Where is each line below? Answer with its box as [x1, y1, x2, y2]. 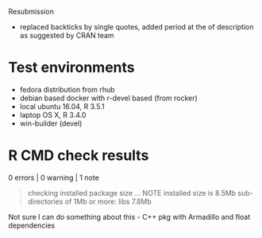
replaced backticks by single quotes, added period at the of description [19, 22, 254, 31]
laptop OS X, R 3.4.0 [19, 110, 87, 119]
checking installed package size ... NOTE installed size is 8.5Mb [27, 188, 237, 197]
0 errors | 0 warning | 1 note [8, 173, 99, 182]
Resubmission [8, 7, 54, 16]
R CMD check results [8, 146, 149, 165]
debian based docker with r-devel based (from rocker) [19, 93, 198, 103]
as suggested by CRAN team [19, 31, 114, 40]
